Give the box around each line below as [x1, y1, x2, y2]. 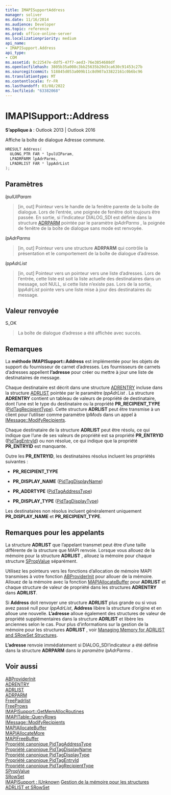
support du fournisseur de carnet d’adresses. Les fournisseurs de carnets [5, 364, 161, 370]
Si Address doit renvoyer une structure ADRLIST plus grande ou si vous [5, 599, 157, 606]
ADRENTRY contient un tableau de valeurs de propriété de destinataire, [5, 395, 156, 401]
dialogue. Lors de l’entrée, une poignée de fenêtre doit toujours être [17, 209, 160, 215]
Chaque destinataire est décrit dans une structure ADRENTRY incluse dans [5, 384, 163, 391]
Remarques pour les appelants [5, 528, 105, 537]
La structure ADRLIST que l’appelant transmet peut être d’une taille [5, 542, 146, 548]
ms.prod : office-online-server [5, 31, 72, 36]
